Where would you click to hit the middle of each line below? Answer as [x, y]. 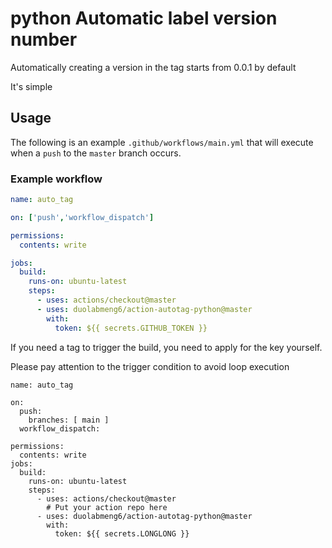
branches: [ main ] [69, 420]
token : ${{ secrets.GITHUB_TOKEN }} [131, 328]
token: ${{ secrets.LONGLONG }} [122, 533]
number [44, 39]
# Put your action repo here [107, 507]
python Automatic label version [144, 18]
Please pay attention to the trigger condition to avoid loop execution [150, 366]
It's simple [31, 86]
